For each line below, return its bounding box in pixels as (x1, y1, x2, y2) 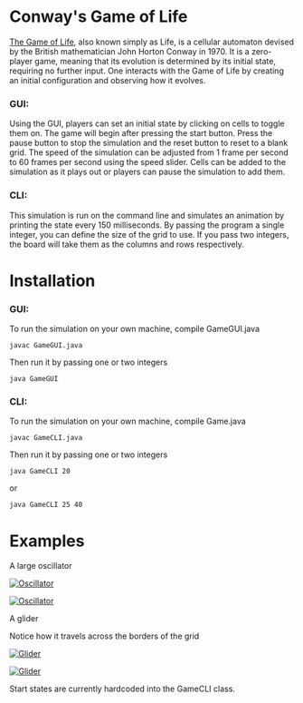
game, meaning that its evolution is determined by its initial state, (34, 55, 276, 66)
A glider (9, 613, 39, 624)
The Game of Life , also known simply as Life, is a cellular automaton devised (9, 36, 295, 47)
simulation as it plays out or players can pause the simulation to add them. (9, 166, 286, 178)
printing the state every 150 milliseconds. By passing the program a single (9, 220, 285, 230)
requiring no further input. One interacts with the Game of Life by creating (9, 65, 285, 76)
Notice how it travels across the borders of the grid (9, 630, 200, 641)
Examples (9, 531, 85, 551)
